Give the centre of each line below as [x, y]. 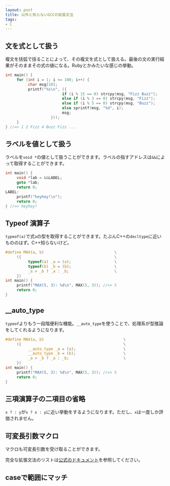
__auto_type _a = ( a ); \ [77, 349]
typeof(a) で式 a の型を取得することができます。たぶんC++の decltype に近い [83, 236]
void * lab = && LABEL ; [39, 178]
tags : [11, 19]
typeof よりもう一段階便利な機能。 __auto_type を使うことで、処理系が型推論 [84, 323]
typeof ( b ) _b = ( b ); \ [72, 266]
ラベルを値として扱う [39, 144]
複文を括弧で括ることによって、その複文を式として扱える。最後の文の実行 [83, 59]
